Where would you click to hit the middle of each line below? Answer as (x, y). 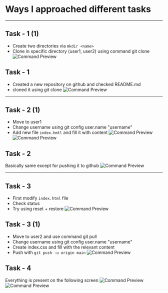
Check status (26, 203)
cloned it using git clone (37, 89)
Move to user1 (27, 122)
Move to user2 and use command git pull (54, 236)
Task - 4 (18, 268)
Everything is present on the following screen (52, 280)
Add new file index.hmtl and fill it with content (60, 132)
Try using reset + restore (38, 209)
